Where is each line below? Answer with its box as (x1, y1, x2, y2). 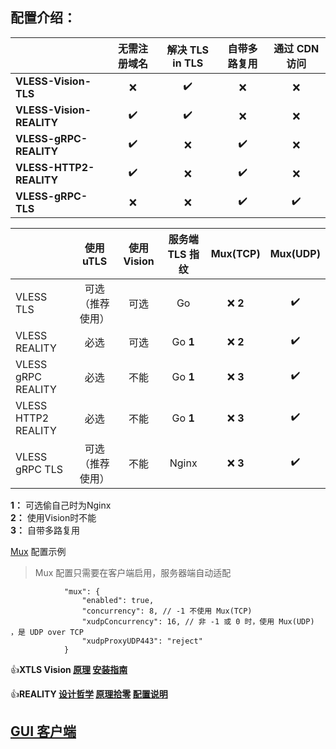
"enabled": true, (81, 595, 155, 605)
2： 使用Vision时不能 (10, 511, 97, 523)
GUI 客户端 (10, 723, 77, 740)
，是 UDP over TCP (10, 627, 84, 637)
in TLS (172, 56, 204, 70)
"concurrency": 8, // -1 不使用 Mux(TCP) (81, 606, 253, 616)
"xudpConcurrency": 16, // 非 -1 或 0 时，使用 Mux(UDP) (81, 616, 315, 627)
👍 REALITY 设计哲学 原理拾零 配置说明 (10, 688, 168, 700)
